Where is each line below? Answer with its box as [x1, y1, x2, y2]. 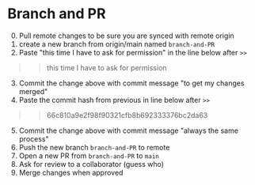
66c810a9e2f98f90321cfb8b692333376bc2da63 [46, 110, 208, 119]
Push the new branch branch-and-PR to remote [18, 142, 170, 152]
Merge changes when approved [18, 168, 124, 177]
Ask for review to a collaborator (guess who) [18, 159, 164, 168]
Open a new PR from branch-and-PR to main [18, 151, 159, 160]
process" [18, 134, 49, 143]
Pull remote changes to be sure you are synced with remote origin [18, 31, 234, 40]
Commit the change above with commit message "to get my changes [18, 78, 245, 88]
